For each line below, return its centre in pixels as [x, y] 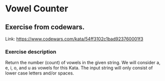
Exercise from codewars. [45, 27]
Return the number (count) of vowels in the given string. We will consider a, [83, 63]
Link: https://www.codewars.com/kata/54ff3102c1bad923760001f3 [74, 39]
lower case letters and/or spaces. [39, 73]
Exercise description [31, 52]
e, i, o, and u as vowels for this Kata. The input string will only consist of [79, 68]
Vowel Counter [37, 9]
